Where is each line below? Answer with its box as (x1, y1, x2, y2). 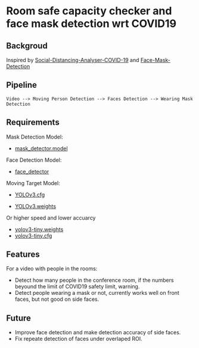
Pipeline (6, 80, 38, 90)
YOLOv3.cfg (14, 191, 45, 198)
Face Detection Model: (6, 156, 62, 164)
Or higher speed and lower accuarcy (6, 214, 96, 221)
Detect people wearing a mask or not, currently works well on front (14, 290, 180, 297)
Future (6, 313, 32, 323)
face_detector (14, 168, 49, 175)
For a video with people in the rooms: (6, 265, 98, 272)
